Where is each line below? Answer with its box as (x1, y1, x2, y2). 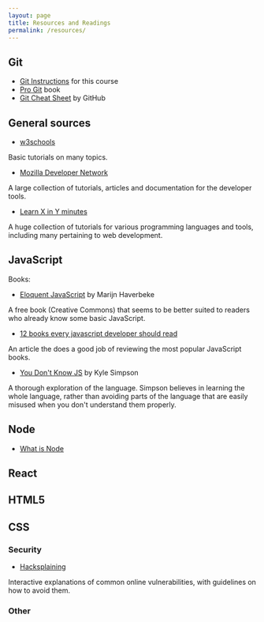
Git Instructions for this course (19, 77, 119, 86)
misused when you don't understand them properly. (8, 400, 177, 409)
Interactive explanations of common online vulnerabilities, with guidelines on (8, 578, 256, 587)
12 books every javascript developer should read (19, 329, 178, 338)
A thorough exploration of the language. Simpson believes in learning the (8, 383, 246, 392)
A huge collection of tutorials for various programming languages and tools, (8, 222, 254, 232)
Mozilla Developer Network (19, 168, 109, 177)
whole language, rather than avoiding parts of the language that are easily (8, 391, 248, 401)
